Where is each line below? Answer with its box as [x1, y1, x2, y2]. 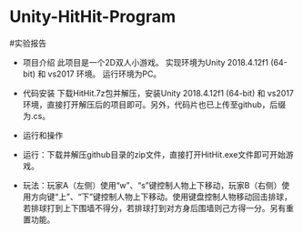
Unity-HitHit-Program [9, 6, 177, 27]
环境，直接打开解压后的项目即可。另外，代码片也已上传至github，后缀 [22, 98, 287, 110]
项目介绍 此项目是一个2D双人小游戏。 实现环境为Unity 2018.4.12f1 [22, 56, 268, 67]
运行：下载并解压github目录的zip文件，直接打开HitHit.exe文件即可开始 [22, 148, 287, 160]
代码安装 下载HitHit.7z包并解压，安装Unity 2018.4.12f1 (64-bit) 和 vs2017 [22, 87, 294, 98]
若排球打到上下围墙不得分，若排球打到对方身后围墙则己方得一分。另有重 [22, 202, 294, 213]
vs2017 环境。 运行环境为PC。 [47, 68, 162, 79]
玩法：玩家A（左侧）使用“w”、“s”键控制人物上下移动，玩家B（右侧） [22, 179, 282, 190]
